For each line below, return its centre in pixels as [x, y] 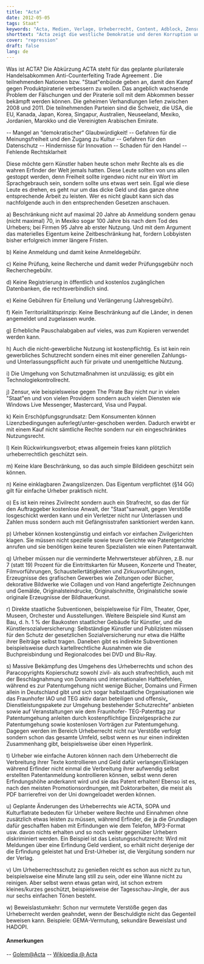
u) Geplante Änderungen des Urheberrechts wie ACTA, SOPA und [89, 806]
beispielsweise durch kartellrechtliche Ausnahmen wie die [79, 648]
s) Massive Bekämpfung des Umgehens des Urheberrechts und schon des [100, 666]
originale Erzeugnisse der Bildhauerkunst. [59, 597]
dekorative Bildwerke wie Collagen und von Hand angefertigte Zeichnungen [101, 584]
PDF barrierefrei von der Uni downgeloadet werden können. [81, 794]
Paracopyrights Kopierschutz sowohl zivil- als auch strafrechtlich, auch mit [100, 672]
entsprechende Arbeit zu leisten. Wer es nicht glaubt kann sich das [90, 196]
